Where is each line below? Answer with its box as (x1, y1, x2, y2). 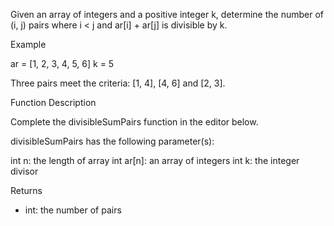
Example (10, 39, 47, 50)
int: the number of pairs (24, 204, 122, 216)
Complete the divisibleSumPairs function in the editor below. (10, 116, 259, 128)
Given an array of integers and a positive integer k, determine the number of (10, 9, 324, 20)
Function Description (10, 97, 97, 108)
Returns (10, 185, 43, 196)
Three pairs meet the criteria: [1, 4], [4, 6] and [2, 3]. (10, 77, 226, 89)
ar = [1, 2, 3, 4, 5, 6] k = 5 (10, 58, 115, 69)
